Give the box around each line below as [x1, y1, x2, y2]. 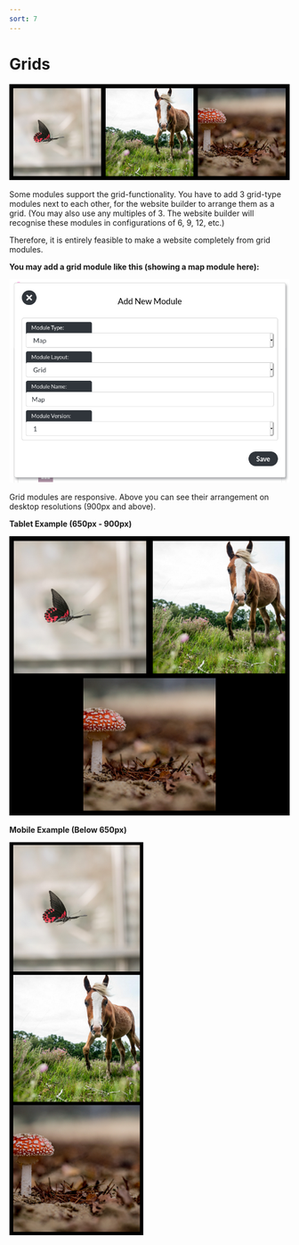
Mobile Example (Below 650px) [9, 825, 127, 836]
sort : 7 [9, 14, 38, 23]
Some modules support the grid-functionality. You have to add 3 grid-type [9, 188, 282, 200]
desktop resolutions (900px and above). [9, 500, 156, 512]
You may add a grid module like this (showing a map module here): [9, 261, 260, 272]
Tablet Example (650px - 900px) [9, 518, 132, 529]
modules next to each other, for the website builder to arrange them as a [9, 198, 275, 209]
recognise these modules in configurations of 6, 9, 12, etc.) [9, 217, 225, 227]
